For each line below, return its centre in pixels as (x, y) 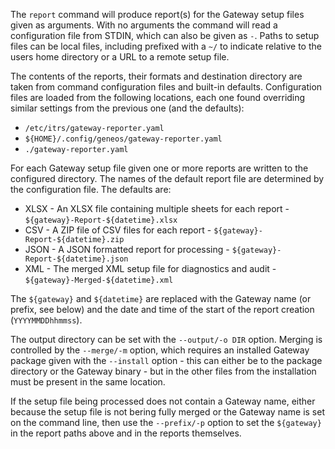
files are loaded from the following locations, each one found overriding (158, 97)
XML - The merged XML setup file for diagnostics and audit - (150, 268)
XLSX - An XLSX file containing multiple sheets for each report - (157, 208)
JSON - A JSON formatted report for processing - (127, 249)
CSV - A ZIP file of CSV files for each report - (118, 230)
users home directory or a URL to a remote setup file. (120, 57)
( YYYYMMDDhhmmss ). (46, 320)
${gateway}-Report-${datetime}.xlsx (101, 220)
